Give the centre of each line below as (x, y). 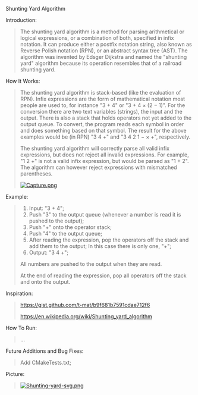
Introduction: (21, 20)
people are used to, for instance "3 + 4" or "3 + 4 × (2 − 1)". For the (103, 105)
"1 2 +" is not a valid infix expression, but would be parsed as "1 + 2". (104, 161)
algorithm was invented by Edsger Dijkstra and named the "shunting (103, 57)
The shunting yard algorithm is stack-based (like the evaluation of (100, 93)
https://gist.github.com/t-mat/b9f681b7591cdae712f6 (85, 305)
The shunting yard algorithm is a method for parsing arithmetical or (102, 32)
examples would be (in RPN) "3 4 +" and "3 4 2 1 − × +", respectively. (105, 137)
